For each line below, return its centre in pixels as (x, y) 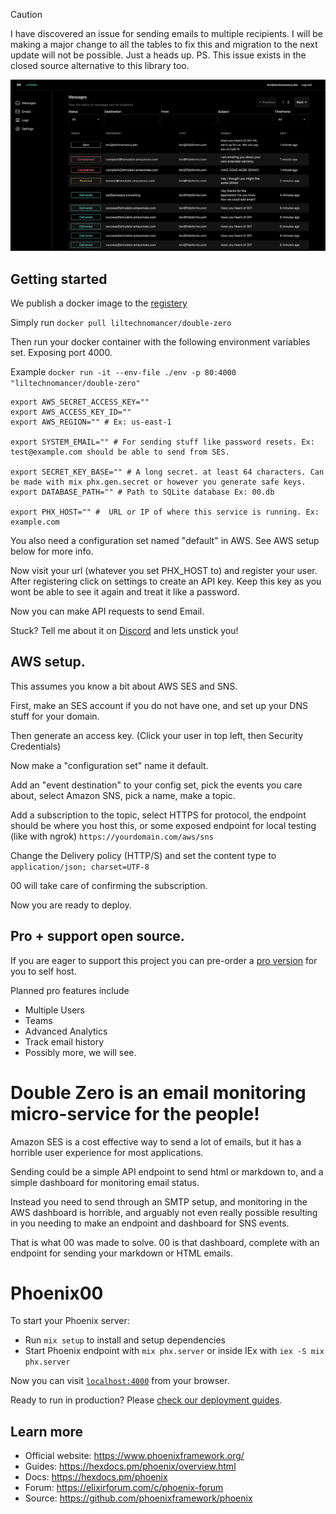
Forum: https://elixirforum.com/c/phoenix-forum (124, 1488)
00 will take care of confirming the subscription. (109, 885)
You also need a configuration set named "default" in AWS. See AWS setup (165, 540)
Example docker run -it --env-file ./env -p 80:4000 (123, 371)
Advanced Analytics (66, 1031)
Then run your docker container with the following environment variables (160, 341)
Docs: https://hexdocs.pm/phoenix (96, 1477)
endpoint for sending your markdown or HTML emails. (121, 1253)
